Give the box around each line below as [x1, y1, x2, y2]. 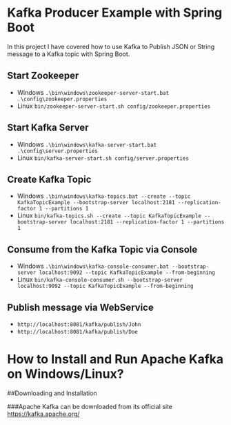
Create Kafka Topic [7, 173, 92, 185]
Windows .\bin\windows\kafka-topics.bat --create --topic [17, 192, 191, 200]
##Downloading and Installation [7, 389, 98, 397]
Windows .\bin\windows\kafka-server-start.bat [17, 140, 157, 148]
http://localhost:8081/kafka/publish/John [17, 321, 141, 328]
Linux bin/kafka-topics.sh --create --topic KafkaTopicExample [17, 211, 201, 219]
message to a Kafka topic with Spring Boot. [7, 50, 130, 58]
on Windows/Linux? [7, 366, 124, 382]
